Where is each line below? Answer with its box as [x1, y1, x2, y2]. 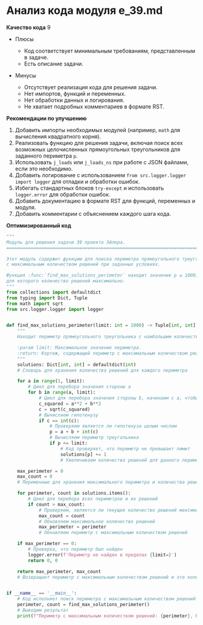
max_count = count [38, 513, 85, 519]
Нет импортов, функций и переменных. [24, 90, 126, 97]
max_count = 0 [17, 473, 53, 480]
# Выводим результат [17, 607, 69, 613]
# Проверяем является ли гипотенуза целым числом [49, 423, 177, 429]
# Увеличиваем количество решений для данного [60, 457, 180, 463]
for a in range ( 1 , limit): [17, 378, 85, 384]
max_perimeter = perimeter [38, 524, 107, 530]
